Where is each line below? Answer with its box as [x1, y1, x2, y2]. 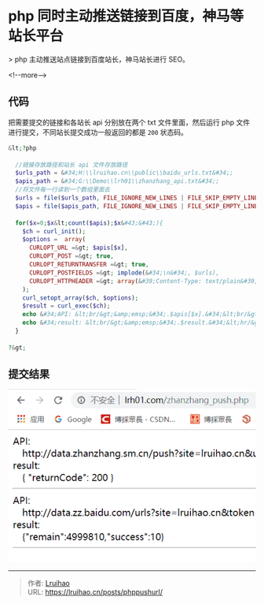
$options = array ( [22, 236, 86, 244]
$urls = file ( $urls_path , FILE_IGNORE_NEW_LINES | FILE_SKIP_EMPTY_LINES [15, 194, 262, 202]
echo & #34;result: [22, 319, 82, 327]
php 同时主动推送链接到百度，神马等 [8, 7, 244, 25]
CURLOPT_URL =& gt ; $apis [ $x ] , [28, 244, 128, 252]
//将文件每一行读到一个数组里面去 [15, 186, 111, 194]
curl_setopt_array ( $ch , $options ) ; [22, 293, 139, 302]
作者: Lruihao [27, 578, 71, 587]
